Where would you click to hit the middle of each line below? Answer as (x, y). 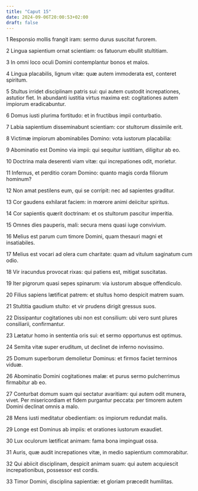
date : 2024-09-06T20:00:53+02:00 (47, 17)
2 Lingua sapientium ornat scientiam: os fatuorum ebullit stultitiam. (87, 51)
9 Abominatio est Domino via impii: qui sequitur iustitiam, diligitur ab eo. (93, 150)
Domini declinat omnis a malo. (43, 406)
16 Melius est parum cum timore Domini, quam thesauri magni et (85, 237)
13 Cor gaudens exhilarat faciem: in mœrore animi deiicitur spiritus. (88, 202)
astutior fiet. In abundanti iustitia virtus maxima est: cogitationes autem (92, 98)
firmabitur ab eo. (27, 383)
